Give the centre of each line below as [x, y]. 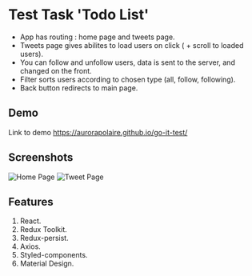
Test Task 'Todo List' [79, 15]
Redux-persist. [44, 238]
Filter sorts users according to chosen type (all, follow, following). [128, 79]
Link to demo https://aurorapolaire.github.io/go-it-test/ [98, 132]
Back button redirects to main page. [79, 88]
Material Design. [47, 264]
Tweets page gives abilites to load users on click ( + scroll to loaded [132, 45]
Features [31, 202]
